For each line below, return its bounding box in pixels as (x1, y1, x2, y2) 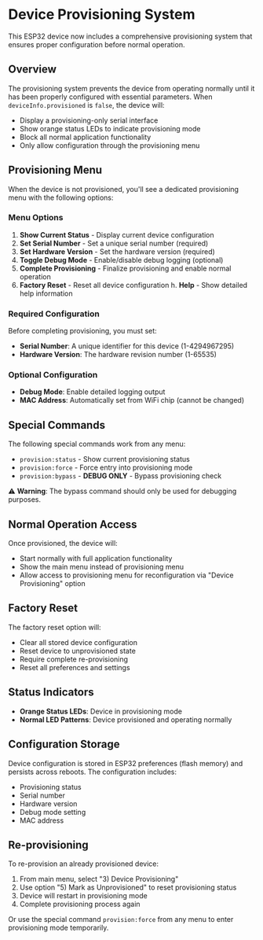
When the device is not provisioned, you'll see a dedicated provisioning (8, 184, 239, 194)
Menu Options (8, 212, 64, 223)
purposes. (8, 495, 42, 504)
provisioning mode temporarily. (8, 923, 109, 933)
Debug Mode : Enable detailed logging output (19, 387, 166, 396)
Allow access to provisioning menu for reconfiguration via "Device (19, 570, 234, 580)
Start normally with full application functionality (19, 554, 173, 563)
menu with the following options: (8, 193, 114, 202)
